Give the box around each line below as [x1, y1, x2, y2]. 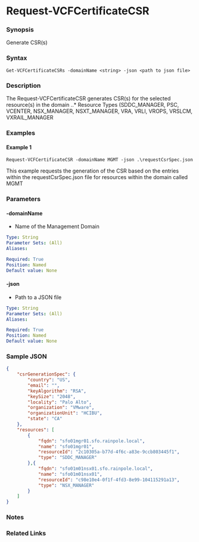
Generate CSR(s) [6, 39, 48, 46]
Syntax [6, 54, 27, 62]
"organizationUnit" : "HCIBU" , [27, 410, 102, 416]
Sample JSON [6, 352, 47, 361]
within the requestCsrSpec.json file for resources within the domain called [6, 174, 188, 181]
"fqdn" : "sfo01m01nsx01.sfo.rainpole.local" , [38, 466, 153, 472]
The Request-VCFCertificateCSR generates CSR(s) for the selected [6, 95, 171, 102]
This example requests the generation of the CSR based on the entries [6, 167, 179, 174]
